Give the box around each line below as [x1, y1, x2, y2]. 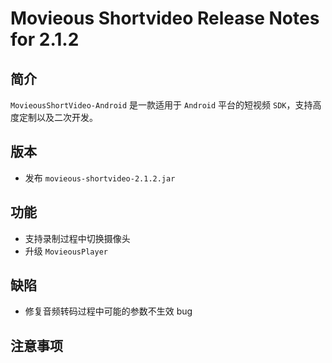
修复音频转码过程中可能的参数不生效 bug [24, 305, 193, 317]
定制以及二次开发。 [18, 112, 98, 123]
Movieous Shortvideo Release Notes [10, 7, 320, 30]
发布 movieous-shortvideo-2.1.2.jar [24, 172, 176, 184]
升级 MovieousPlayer [24, 245, 108, 257]
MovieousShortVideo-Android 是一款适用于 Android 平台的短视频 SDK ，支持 [10, 99, 313, 111]
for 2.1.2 [10, 28, 80, 51]
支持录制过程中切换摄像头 [24, 232, 131, 244]
